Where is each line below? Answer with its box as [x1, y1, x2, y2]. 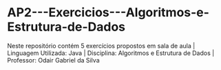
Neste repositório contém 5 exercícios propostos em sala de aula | [7, 41, 196, 50]
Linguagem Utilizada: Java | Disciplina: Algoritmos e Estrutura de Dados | [7, 49, 215, 57]
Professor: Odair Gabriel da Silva [7, 56, 100, 64]
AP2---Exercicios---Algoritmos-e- [7, 5, 210, 20]
